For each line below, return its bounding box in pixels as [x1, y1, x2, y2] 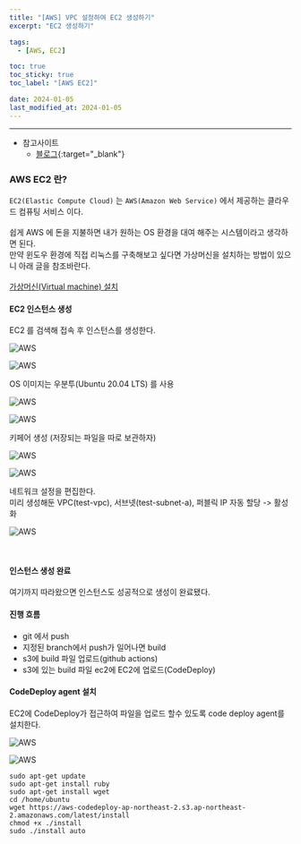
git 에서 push [21, 630, 70, 641]
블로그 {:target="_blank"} [35, 149, 125, 159]
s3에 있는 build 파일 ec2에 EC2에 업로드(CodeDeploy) [21, 664, 217, 675]
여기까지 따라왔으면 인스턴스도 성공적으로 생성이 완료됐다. [9, 587, 211, 598]
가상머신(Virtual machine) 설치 [9, 281, 119, 292]
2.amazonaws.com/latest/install [9, 811, 130, 820]
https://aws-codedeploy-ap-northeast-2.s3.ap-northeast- [29, 803, 246, 812]
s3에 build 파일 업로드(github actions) [21, 652, 159, 663]
